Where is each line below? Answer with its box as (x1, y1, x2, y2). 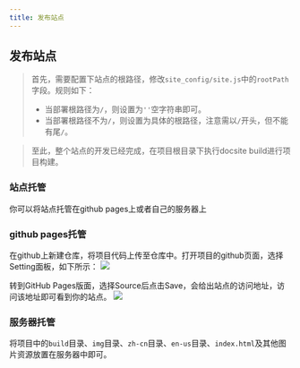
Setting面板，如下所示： (9, 261, 99, 272)
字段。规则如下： (30, 85, 95, 96)
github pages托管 (9, 227, 87, 240)
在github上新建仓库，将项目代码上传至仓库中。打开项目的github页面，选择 (9, 250, 284, 261)
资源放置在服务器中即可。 (16, 349, 112, 360)
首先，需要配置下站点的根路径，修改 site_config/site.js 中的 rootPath (30, 73, 289, 85)
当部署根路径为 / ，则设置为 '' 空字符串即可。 (44, 104, 207, 115)
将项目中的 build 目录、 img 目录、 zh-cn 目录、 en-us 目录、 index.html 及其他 (9, 338, 279, 349)
